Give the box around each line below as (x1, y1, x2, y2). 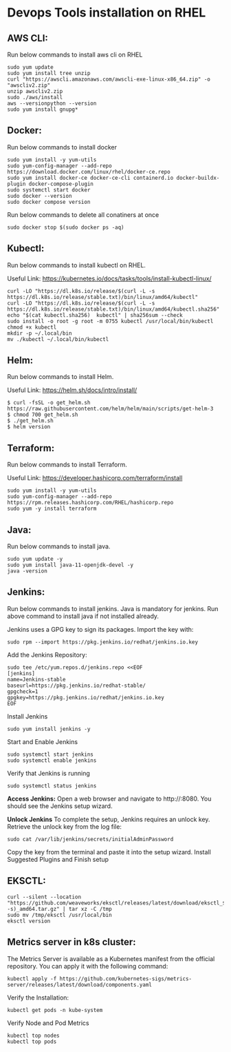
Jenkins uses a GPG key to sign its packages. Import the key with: (7, 625, 194, 633)
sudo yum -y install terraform (7, 505, 97, 513)
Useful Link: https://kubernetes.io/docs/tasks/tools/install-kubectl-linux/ (7, 274, 212, 282)
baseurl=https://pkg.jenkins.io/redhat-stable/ (7, 682, 146, 689)
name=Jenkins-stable (7, 676, 67, 683)
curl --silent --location (7, 894, 81, 900)
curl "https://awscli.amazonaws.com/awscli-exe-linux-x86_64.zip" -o (7, 76, 211, 83)
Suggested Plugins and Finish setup (7, 855, 109, 863)
